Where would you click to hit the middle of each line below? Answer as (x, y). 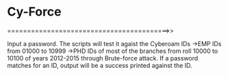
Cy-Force (34, 12)
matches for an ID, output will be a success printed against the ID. (100, 65)
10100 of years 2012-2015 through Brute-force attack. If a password (103, 58)
